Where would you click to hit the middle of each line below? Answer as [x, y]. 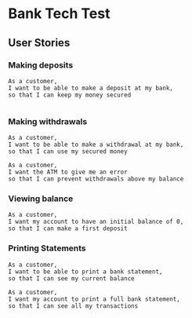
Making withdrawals [48, 121]
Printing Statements [47, 248]
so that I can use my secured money [68, 152]
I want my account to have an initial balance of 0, [96, 222]
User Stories [39, 43]
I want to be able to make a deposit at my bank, [91, 88]
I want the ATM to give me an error [68, 172]
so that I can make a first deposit [68, 228]
